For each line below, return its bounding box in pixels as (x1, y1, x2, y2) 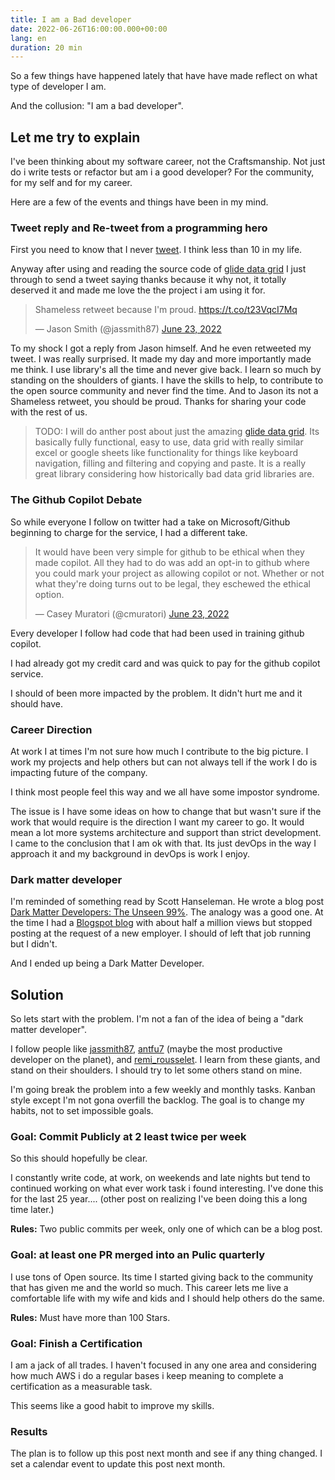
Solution (10, 986, 64, 1003)
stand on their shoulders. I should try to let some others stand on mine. (10, 1064, 303, 1076)
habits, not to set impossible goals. (10, 1105, 154, 1117)
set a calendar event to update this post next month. (10, 1458, 226, 1470)
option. (34, 588, 65, 600)
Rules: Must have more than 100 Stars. (10, 1311, 171, 1323)
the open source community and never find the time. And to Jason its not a (10, 385, 319, 397)
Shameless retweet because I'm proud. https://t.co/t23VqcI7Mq (34, 304, 298, 316)
